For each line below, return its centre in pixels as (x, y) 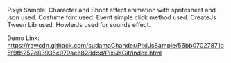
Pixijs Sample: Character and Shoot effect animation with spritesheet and (112, 10)
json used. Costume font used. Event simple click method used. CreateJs (112, 17)
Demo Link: (24, 38)
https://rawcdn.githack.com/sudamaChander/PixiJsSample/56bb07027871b (115, 45)
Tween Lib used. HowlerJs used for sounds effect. (79, 25)
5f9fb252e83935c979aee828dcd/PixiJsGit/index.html (84, 53)
